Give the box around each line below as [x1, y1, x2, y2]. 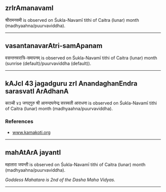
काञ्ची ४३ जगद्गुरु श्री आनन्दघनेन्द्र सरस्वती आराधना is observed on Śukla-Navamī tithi [5, 100, 157, 106]
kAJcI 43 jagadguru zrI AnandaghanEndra [5, 79, 137, 88]
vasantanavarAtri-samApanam [5, 42, 103, 50]
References [5, 118, 34, 125]
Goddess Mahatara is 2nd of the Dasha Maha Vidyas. [5, 177, 116, 183]
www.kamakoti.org [12, 129, 51, 135]
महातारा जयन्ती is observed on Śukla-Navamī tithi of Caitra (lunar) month [5, 161, 146, 167]
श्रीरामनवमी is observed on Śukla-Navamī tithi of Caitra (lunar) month [5, 17, 139, 23]
